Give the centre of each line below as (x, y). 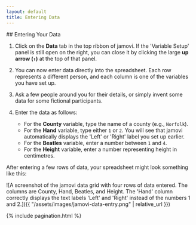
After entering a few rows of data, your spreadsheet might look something (97, 167)
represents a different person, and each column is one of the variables (102, 76)
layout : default (26, 12)
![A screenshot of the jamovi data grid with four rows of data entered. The (97, 185)
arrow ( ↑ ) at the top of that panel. (56, 58)
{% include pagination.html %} (44, 215)
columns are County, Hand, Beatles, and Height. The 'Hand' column (90, 191)
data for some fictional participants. (59, 101)
